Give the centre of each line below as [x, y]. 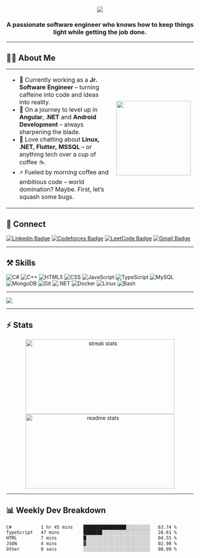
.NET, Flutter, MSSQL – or [56, 147]
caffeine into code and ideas [59, 95]
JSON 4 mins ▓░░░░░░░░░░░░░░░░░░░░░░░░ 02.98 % [92, 544]
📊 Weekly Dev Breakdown [56, 511]
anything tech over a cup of [58, 154]
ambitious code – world [52, 182]
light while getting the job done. [100, 32]
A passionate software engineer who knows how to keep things [100, 25]
